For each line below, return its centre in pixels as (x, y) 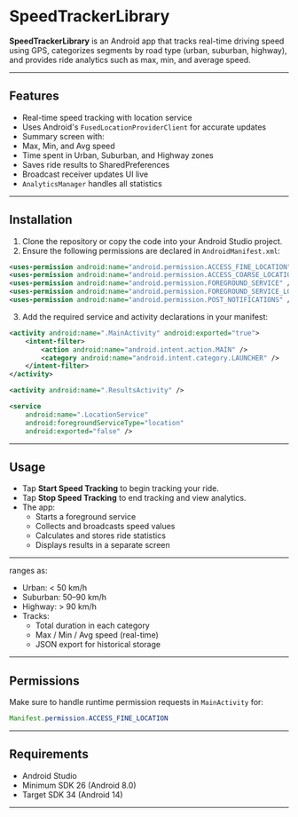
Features (34, 96)
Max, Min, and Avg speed (68, 146)
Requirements (49, 754)
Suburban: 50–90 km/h (64, 598)
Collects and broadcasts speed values (105, 527)
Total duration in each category (93, 626)
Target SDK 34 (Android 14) (72, 794)
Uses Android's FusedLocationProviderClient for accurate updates (144, 127)
